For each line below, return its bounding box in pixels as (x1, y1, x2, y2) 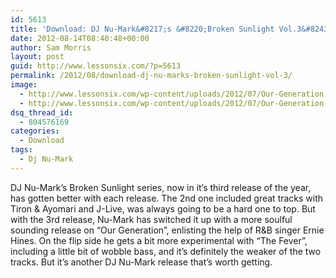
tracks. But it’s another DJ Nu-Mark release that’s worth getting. (10, 256, 273, 268)
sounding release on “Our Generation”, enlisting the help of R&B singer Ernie (10, 224, 325, 236)
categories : (10, 126, 60, 136)
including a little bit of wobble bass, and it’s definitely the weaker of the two (10, 245, 322, 257)
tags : (10, 145, 33, 155)
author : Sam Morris (10, 42, 92, 53)
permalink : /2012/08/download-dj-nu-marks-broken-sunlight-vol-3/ (10, 71, 293, 81)
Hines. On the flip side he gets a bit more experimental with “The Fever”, (10, 234, 308, 246)
